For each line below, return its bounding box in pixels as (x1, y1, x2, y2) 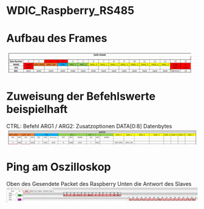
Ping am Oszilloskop (6, 160, 111, 174)
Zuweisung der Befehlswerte (6, 89, 156, 103)
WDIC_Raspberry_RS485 (6, 4, 135, 18)
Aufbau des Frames (6, 32, 107, 46)
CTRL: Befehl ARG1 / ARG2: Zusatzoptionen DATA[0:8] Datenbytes (6, 123, 172, 130)
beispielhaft (6, 103, 68, 116)
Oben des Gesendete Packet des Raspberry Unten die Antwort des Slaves (6, 180, 192, 187)
